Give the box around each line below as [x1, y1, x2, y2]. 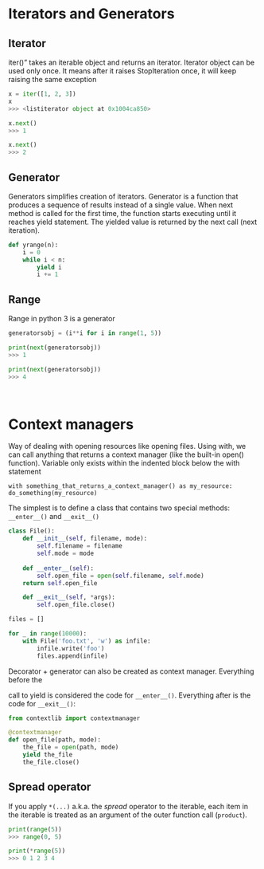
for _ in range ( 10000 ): [8, 630, 87, 638]
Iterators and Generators [8, 5, 175, 23]
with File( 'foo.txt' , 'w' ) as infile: [22, 637, 151, 645]
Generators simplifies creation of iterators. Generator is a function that [8, 191, 239, 201]
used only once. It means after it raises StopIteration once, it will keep [8, 66, 237, 76]
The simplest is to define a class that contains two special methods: [8, 503, 231, 513]
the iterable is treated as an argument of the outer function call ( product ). [8, 810, 248, 820]
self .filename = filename [37, 542, 123, 550]
